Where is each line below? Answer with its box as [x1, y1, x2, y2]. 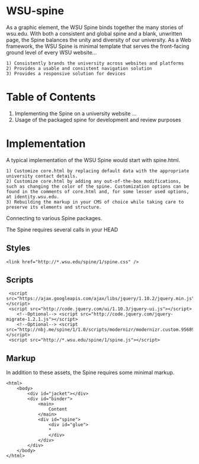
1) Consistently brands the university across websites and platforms [6, 60, 184, 66]
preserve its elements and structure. [6, 204, 102, 210]
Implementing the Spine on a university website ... [14, 109, 137, 117]
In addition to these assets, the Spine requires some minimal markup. [6, 369, 175, 376]
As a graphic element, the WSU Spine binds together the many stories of [6, 24, 184, 31]
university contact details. [6, 173, 78, 179]
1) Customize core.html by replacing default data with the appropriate [6, 167, 190, 174]
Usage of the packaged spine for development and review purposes [14, 116, 182, 123]
